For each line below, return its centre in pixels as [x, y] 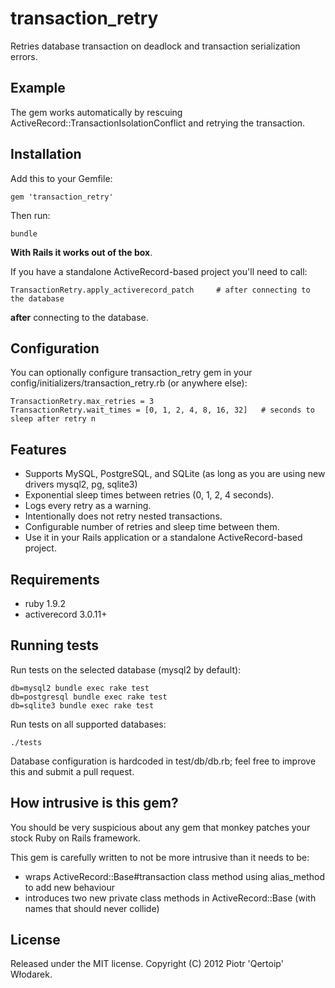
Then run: [30, 215]
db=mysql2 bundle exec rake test [80, 688]
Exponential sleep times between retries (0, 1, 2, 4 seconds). [149, 495]
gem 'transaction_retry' [62, 197]
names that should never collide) [92, 908]
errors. [24, 56]
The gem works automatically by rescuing [96, 112]
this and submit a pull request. [72, 771]
